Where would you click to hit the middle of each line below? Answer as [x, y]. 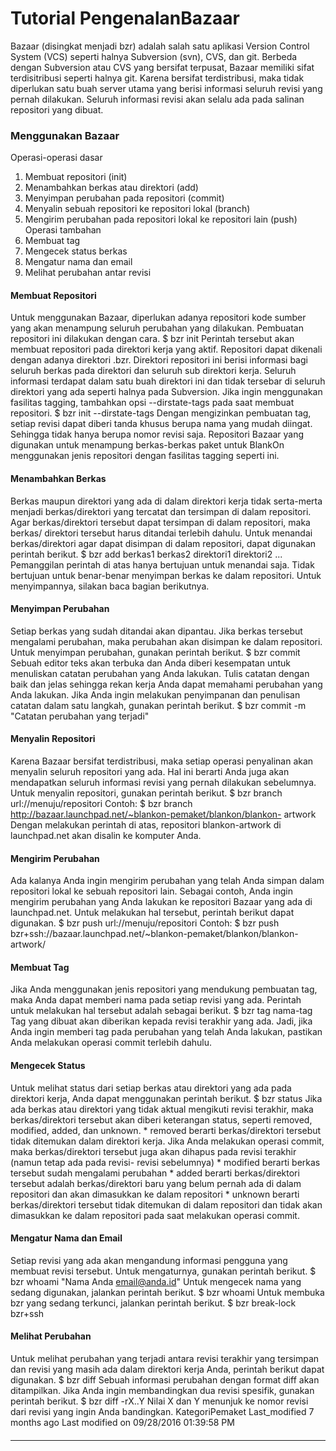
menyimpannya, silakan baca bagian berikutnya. [110, 586]
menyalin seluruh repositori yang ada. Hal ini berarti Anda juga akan [150, 772]
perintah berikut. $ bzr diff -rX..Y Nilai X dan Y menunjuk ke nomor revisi [159, 1401]
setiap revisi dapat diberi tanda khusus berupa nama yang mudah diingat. [161, 424]
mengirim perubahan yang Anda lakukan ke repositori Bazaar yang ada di [161, 902]
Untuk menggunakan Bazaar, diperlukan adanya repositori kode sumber [158, 318]
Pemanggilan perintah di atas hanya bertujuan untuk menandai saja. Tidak [162, 564]
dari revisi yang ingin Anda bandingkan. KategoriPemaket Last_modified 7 [162, 1412]
